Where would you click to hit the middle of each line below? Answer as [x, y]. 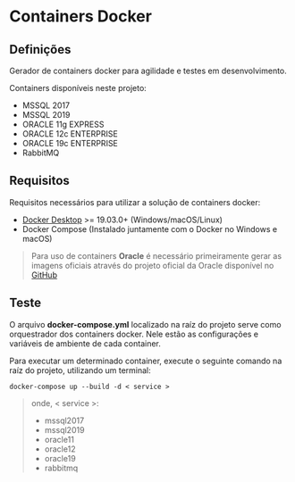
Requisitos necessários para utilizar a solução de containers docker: [135, 202]
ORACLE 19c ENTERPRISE [70, 143]
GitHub [44, 275]
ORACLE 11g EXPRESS [63, 124]
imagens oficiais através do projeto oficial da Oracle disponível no [152, 265]
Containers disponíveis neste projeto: [78, 88]
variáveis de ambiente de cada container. [85, 343]
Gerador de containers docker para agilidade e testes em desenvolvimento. [148, 71]
